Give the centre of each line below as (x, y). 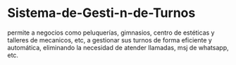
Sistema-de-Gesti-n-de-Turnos (101, 13)
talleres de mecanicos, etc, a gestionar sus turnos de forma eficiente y (110, 40)
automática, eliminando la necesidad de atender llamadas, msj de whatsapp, (118, 47)
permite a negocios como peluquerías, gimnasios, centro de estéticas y (111, 32)
